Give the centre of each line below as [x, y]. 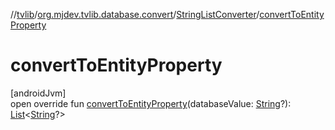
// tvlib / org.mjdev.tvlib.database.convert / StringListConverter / [135, 14]
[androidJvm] [38, 93]
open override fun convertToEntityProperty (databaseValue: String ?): [151, 103]
